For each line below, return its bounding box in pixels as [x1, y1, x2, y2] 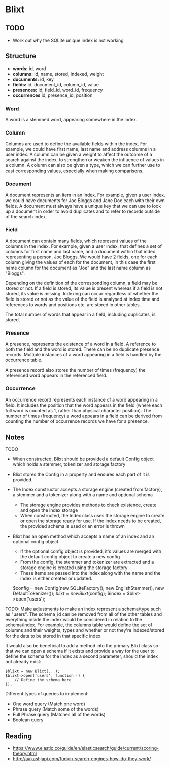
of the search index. [5, 213, 47, 219]
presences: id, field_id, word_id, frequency [12, 87, 103, 93]
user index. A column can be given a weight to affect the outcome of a [5, 151, 152, 158]
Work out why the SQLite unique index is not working [12, 37, 124, 43]
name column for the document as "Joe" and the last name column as [5, 265, 151, 271]
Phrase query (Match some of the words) [12, 706, 99, 712]
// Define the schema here [14, 678, 72, 683]
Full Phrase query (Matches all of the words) [12, 712, 106, 718]
